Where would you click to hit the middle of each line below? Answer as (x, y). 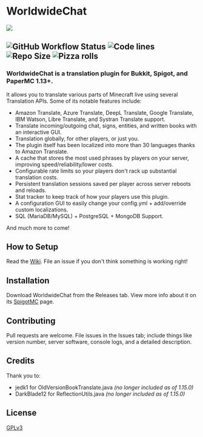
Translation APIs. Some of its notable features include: (74, 101)
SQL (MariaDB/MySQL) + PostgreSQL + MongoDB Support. (89, 216)
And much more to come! (38, 228)
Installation (28, 280)
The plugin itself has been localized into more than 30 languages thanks (105, 145)
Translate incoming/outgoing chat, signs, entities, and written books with (106, 125)
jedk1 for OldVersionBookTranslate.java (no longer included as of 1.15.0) (104, 387)
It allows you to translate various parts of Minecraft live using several (92, 94)
